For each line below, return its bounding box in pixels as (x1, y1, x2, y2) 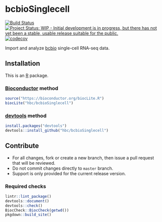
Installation (5, 59, 40, 68)
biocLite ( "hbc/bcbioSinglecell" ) (5, 100, 74, 106)
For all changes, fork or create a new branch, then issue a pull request (12, 154, 154, 161)
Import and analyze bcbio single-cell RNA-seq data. (5, 45, 110, 51)
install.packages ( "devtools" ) (5, 123, 67, 129)
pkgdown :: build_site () (5, 212, 52, 218)
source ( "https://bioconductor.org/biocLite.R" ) (5, 96, 105, 101)
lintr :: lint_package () (5, 194, 52, 199)
